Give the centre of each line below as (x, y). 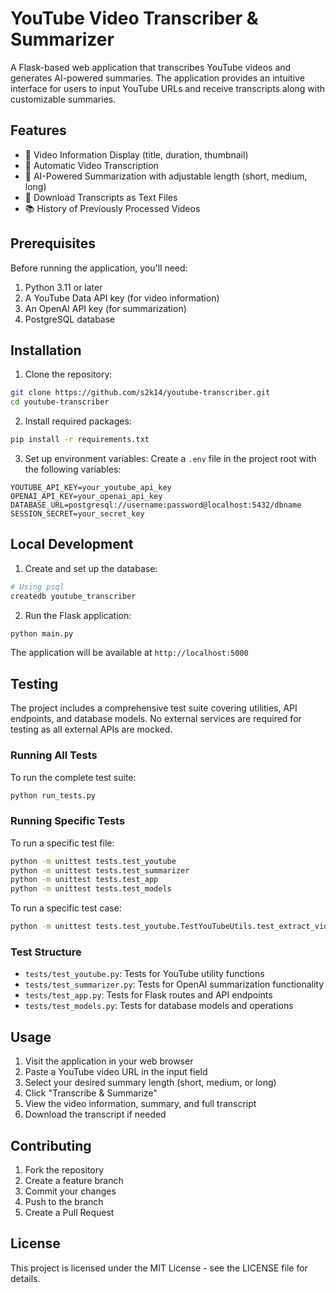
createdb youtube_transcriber (73, 596)
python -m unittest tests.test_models (91, 889)
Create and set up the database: (91, 568)
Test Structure (46, 952)
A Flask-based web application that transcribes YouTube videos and (151, 67)
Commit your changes (70, 1191)
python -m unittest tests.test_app (84, 880)
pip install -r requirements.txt (80, 440)
